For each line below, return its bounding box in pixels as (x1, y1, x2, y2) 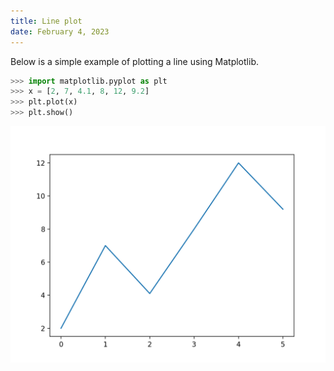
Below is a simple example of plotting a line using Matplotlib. (10, 55, 259, 67)
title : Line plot (10, 16, 83, 26)
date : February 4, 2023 (10, 26, 110, 37)
